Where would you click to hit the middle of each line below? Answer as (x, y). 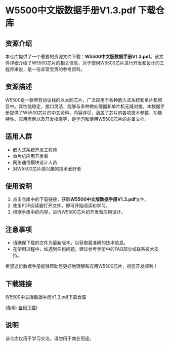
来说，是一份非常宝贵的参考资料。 (49, 69)
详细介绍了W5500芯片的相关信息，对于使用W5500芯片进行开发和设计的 (85, 63)
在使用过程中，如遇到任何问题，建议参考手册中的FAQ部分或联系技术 (83, 249)
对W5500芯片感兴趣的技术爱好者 (47, 168)
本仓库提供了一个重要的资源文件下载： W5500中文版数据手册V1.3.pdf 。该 (82, 57)
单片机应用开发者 (30, 156)
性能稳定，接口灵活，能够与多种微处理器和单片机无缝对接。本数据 (91, 106)
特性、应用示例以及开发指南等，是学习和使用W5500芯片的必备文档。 (77, 119)
